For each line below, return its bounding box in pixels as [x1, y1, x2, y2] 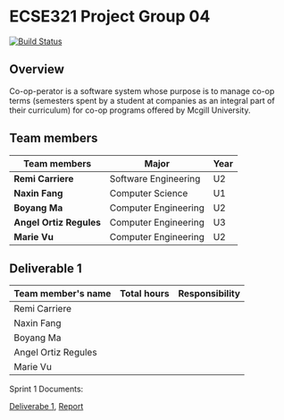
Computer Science [109, 186, 188, 199]
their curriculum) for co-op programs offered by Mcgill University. [9, 105, 252, 116]
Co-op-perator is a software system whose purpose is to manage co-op [9, 85, 275, 96]
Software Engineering [109, 172, 201, 184]
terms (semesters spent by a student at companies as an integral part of [9, 95, 275, 106]
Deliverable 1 [9, 261, 82, 276]
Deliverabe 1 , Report [9, 401, 84, 412]
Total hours [120, 287, 170, 300]
